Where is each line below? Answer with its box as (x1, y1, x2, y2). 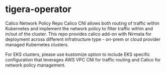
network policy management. (5, 62, 66, 68)
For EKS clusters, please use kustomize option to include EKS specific (5, 51, 150, 57)
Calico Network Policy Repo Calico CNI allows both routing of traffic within (5, 20, 160, 26)
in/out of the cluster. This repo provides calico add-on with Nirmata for (5, 31, 152, 37)
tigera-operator (5, 4, 71, 15)
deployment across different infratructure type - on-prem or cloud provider (5, 36, 161, 42)
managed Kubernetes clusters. (5, 41, 69, 47)
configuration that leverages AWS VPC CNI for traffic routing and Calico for (5, 56, 161, 62)
